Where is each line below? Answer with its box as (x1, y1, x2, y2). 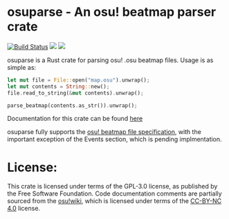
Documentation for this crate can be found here (7, 115, 143, 123)
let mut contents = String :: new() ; (7, 83, 110, 90)
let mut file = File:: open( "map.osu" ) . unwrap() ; (7, 77, 150, 84)
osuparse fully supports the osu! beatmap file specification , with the (7, 128, 202, 136)
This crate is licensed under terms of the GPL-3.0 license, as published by (7, 182, 218, 191)
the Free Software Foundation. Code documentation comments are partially (7, 189, 223, 198)
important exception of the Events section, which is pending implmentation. (7, 135, 223, 144)
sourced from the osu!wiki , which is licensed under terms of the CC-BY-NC (7, 197, 222, 205)
